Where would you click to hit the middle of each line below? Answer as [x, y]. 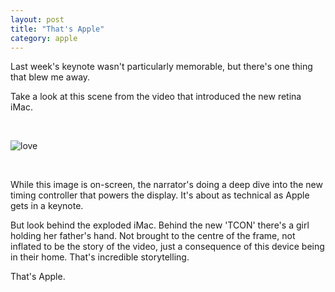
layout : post [37, 19]
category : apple [44, 38]
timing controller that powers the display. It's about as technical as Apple [160, 195]
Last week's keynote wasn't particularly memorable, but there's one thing [161, 67]
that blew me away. [50, 77]
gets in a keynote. [47, 206]
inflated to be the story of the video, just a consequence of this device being [167, 247]
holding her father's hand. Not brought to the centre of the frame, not [153, 236]
